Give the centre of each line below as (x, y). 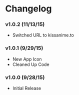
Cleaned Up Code (31, 64)
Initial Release (27, 88)
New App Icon (27, 59)
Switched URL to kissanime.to (43, 35)
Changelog (28, 9)
